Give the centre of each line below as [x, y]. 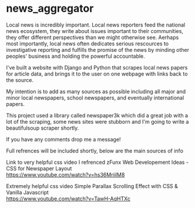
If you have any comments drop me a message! [64, 139]
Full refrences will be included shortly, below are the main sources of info [95, 151]
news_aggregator [50, 9]
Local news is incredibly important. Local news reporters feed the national [96, 25]
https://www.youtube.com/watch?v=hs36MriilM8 [65, 174]
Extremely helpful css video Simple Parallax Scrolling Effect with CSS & [92, 186]
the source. [20, 80]
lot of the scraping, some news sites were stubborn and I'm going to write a [97, 121]
